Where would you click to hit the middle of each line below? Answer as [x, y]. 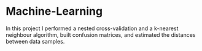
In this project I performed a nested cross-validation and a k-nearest [92, 28]
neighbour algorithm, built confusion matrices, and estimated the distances [101, 34]
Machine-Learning [54, 11]
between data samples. [35, 41]
